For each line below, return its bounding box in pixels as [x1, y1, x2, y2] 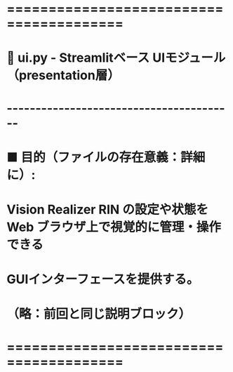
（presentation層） [6, 67, 120, 84]
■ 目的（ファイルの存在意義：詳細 [6, 149, 206, 165]
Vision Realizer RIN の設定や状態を [6, 201, 208, 218]
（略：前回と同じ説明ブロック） [6, 306, 192, 322]
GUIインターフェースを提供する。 [6, 272, 199, 288]
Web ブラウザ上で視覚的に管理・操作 [6, 219, 222, 235]
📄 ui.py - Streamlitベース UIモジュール [6, 50, 226, 66]
